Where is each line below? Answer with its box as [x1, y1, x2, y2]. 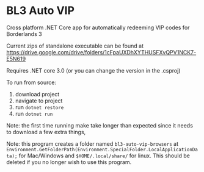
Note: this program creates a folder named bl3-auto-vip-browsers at [6, 140, 179, 147]
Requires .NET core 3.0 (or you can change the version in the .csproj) [6, 66, 181, 74]
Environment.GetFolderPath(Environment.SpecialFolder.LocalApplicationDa [6, 146, 199, 152]
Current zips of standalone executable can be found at [6, 42, 144, 49]
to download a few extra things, [6, 128, 86, 135]
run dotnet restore [15, 103, 64, 110]
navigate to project [15, 97, 63, 104]
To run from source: [6, 79, 57, 86]
